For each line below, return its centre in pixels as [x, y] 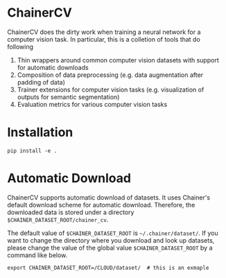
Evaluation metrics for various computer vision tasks [92, 104]
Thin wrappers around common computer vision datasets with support [118, 60]
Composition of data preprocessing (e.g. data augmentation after [110, 75]
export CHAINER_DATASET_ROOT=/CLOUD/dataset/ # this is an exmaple [108, 268]
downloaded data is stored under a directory [71, 212]
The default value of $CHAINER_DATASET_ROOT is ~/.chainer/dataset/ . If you [113, 233]
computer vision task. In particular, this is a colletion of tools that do [104, 39]
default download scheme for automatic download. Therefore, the [101, 205]
